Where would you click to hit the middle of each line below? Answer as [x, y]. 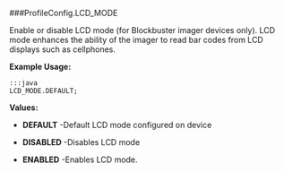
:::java [24, 83]
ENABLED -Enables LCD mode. [80, 159]
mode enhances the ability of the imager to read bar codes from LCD [137, 40]
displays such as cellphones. [63, 49]
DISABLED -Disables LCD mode [81, 142]
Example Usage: [40, 67]
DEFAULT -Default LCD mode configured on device [117, 125]
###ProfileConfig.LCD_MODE [64, 13]
